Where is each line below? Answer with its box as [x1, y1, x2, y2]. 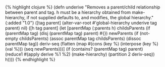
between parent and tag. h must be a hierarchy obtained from [5, 9, 131, 15]
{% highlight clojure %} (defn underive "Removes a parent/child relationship [5, 4, 161, 10]
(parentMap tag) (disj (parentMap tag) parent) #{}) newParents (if [5, 31, 139, 36]
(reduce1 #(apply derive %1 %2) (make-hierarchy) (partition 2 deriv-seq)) [5, 51, 155, 57]
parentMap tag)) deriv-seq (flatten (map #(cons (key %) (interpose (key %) [5, 41, 159, 46]
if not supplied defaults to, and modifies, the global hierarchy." [26, 15, 154, 20]
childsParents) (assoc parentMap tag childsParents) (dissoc [19, 35, 141, 41]
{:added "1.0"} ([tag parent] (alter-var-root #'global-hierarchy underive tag [5, 20, 157, 26]
